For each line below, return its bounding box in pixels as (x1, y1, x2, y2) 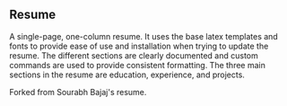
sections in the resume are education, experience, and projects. (9, 69, 245, 80)
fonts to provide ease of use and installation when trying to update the (9, 40, 269, 51)
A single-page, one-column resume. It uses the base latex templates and (9, 31, 278, 41)
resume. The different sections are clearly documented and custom (9, 49, 258, 61)
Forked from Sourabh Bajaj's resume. (9, 86, 147, 97)
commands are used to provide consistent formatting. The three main (9, 59, 266, 70)
